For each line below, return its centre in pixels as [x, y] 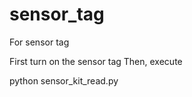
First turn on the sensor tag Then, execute [96, 61]
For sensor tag [39, 42]
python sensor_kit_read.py [64, 80]
